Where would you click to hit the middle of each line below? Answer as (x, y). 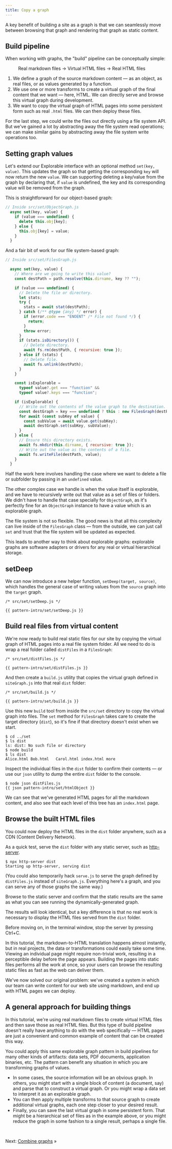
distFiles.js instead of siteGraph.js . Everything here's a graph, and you (83, 881)
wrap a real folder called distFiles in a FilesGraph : (59, 649)
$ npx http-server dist (31, 861)
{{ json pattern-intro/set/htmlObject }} (50, 788)
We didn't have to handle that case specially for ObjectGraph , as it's (76, 500)
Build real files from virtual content (62, 626)
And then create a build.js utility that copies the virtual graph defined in (82, 677)
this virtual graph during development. (53, 100)
